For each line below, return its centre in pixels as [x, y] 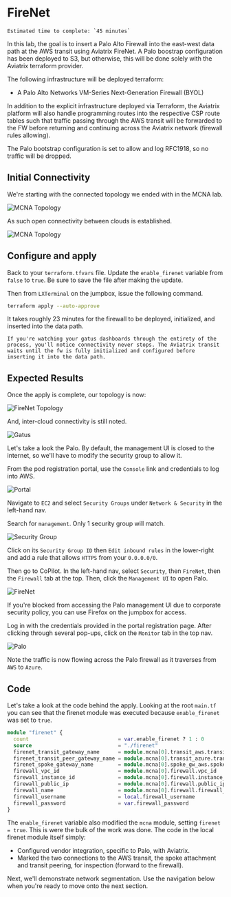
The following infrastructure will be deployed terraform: [86, 79]
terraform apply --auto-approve [53, 306]
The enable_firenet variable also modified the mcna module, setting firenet [114, 823]
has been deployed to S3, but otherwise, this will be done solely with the [110, 58]
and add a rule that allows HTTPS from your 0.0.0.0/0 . [82, 558]
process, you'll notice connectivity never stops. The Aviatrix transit [113, 345]
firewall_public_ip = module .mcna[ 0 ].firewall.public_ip [120, 784]
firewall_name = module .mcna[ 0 [89, 790]
